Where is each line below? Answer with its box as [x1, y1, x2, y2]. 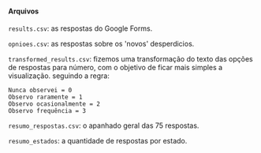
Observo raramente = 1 [8, 93, 83, 102]
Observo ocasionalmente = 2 [8, 100, 101, 108]
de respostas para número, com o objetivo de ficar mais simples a [8, 63, 223, 73]
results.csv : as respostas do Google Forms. [8, 24, 153, 33]
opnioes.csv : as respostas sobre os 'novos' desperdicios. [8, 39, 195, 49]
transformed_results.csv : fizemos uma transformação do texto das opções [8, 54, 254, 64]
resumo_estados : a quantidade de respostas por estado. [8, 136, 188, 146]
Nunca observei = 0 [8, 87, 73, 95]
